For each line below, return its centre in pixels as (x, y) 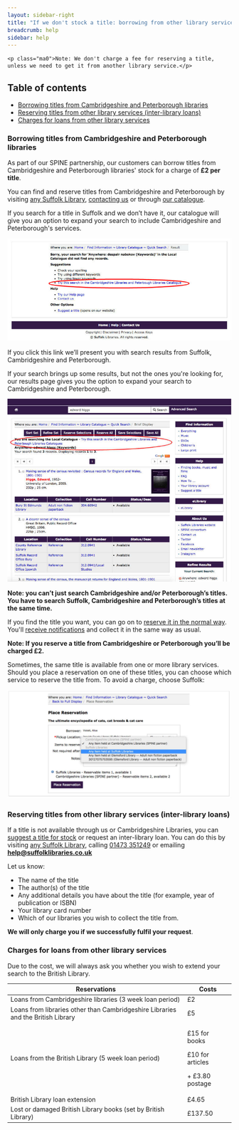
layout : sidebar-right (41, 15)
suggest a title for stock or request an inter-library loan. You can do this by (116, 837)
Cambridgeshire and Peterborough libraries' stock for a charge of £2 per (114, 170)
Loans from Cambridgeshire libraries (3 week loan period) (95, 1000)
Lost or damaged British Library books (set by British (87, 1109)
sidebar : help (28, 38)
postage (200, 1083)
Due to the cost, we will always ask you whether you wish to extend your (114, 966)
